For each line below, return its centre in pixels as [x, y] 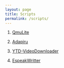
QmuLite [20, 33]
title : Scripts [20, 14]
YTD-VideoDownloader [35, 51]
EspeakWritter [26, 61]
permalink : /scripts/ [27, 18]
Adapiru [20, 42]
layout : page [18, 9]
